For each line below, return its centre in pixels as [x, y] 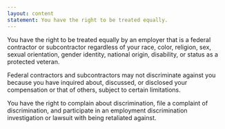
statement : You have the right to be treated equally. [88, 20]
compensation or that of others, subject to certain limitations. [94, 90]
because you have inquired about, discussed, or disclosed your [97, 82]
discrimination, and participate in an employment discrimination [97, 110]
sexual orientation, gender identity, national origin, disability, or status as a [113, 54]
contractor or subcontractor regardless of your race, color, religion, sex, [109, 47]
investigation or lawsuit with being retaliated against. [82, 117]
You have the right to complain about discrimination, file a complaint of [108, 103]
